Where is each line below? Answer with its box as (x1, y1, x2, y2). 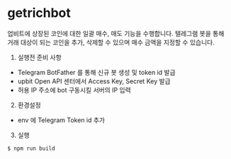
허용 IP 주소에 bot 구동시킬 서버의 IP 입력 (17, 86, 131, 94)
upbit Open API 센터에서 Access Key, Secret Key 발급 (17, 76, 171, 86)
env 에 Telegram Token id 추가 (17, 115, 105, 124)
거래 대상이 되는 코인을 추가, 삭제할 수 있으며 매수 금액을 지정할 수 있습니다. (7, 37, 215, 47)
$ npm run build (7, 145, 55, 152)
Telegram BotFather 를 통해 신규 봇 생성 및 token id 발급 (17, 68, 176, 76)
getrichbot (7, 5, 71, 21)
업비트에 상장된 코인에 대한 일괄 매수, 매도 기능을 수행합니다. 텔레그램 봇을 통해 (7, 29, 225, 37)
